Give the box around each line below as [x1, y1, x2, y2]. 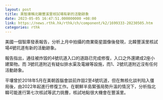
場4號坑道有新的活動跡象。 [5, 45, 59, 51]
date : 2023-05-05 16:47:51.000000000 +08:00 [5, 16, 97, 21]
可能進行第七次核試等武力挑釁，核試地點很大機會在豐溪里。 [9, 90, 129, 96]
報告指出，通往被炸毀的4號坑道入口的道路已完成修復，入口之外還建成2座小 [5, 55, 155, 61]
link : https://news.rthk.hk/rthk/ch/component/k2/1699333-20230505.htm [5, 20, 153, 26]
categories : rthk [5, 25, 40, 30]
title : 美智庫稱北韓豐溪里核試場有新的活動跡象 [5, 12, 89, 16]
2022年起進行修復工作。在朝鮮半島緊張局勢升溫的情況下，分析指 [21, 84, 152, 89]
